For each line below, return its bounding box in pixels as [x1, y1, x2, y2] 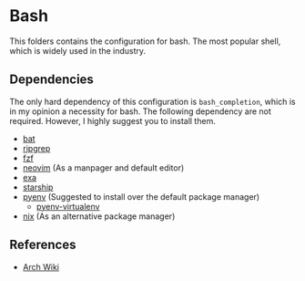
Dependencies [9, 72, 94, 88]
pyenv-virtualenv [36, 201, 100, 212]
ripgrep [22, 142, 51, 153]
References [9, 237, 76, 253]
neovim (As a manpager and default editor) [22, 161, 185, 173]
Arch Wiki [22, 261, 59, 272]
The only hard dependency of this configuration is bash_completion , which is [9, 96, 296, 107]
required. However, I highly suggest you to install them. [9, 115, 216, 126]
